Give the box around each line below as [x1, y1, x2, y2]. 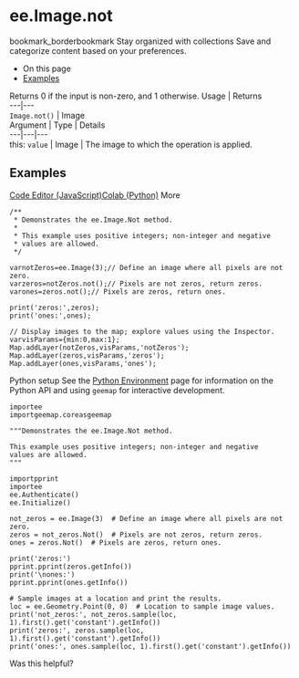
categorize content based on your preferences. [9, 45, 187, 56]
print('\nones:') [9, 569, 76, 579]
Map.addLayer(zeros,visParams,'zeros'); [9, 350, 166, 360]
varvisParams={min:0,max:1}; [9, 335, 120, 344]
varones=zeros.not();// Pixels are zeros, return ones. [9, 287, 226, 297]
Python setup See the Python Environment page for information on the [9, 375, 274, 386]
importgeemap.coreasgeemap [9, 410, 112, 420]
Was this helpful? [9, 658, 75, 669]
